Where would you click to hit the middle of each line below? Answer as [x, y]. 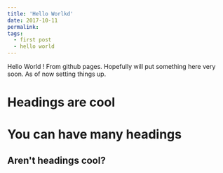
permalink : [23, 27]
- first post [33, 40]
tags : [15, 33]
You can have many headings [95, 135]
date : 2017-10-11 [33, 20]
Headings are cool [61, 102]
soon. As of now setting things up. [57, 74]
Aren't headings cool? [57, 160]
